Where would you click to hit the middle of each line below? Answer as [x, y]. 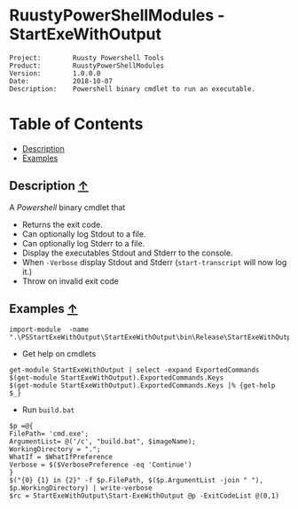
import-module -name [49, 329]
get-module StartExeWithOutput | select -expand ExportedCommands [134, 370]
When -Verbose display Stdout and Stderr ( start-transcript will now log [154, 262]
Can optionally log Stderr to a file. [83, 243]
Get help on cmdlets [59, 353]
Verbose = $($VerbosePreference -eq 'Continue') [101, 465]
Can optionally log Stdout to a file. [84, 234]
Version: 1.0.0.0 [55, 73]
